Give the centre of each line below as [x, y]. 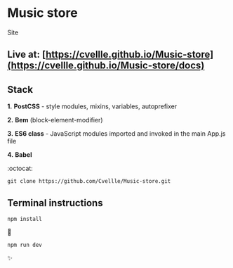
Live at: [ [27, 55]
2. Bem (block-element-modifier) [55, 120]
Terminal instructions [55, 203]
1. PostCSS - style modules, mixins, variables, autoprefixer [92, 106]
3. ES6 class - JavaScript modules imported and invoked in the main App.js [116, 134]
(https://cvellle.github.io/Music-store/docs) [106, 66]
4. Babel [20, 155]
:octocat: [20, 168]
